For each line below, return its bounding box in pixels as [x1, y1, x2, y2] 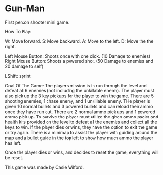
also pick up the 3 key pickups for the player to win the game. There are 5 [5, 93, 154, 99]
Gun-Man [5, 3, 45, 14]
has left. [5, 140, 22, 146]
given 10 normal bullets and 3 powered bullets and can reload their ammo [5, 103, 153, 109]
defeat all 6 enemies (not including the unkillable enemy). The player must [5, 87, 154, 93]
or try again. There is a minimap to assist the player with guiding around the [5, 129, 158, 135]
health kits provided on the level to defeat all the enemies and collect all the [5, 119, 158, 125]
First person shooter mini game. [5, 19, 70, 25]
